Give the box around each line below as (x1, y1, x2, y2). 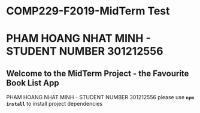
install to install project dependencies (6, 100, 103, 108)
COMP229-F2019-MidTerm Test (6, 4, 170, 18)
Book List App (6, 78, 59, 88)
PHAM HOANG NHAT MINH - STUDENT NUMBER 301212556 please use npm (6, 94, 195, 101)
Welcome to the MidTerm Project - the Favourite (6, 68, 189, 79)
